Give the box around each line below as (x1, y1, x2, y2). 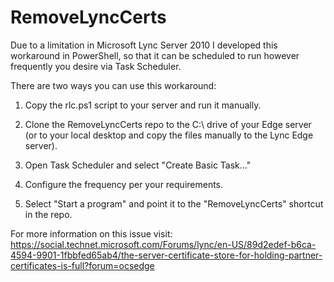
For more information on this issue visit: (10, 227, 173, 240)
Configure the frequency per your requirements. (24, 178, 224, 190)
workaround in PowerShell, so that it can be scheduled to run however (10, 49, 300, 61)
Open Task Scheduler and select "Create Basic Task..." (24, 159, 252, 171)
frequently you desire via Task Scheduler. (10, 60, 182, 72)
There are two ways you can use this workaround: (10, 79, 217, 91)
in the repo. (24, 208, 73, 220)
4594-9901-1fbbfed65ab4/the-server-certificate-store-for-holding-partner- (10, 249, 323, 261)
